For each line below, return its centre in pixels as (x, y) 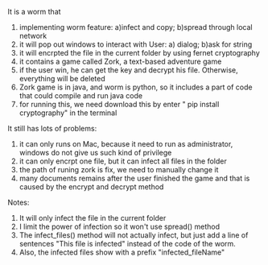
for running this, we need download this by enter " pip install (119, 104)
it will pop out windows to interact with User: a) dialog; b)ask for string (136, 44)
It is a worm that (34, 12)
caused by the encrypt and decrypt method (91, 187)
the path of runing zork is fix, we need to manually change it (119, 170)
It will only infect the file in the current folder (93, 218)
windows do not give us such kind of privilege (95, 153)
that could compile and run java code (80, 95)
